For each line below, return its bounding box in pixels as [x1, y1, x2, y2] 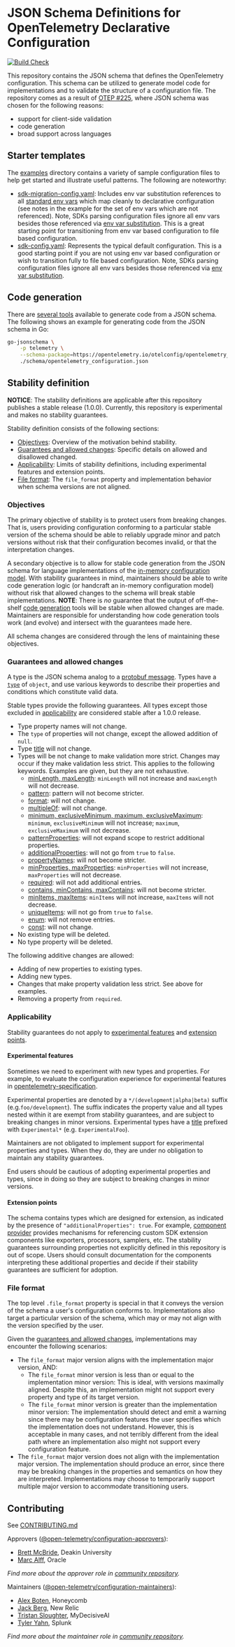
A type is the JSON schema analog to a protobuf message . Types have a [7, 673, 217, 681]
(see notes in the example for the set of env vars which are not [17, 204, 199, 213]
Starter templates [7, 150, 86, 162]
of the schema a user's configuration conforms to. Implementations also [7, 1306, 215, 1315]
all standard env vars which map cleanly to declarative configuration [17, 197, 215, 205]
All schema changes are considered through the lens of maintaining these [7, 632, 220, 641]
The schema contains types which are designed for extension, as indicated [7, 1214, 224, 1222]
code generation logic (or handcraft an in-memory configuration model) [7, 581, 214, 590]
